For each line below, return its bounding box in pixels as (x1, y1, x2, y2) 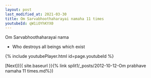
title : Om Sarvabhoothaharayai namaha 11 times (5, 16, 104, 21)
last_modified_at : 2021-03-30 (5, 12, 67, 17)
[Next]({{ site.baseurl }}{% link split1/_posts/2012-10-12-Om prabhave (5, 63, 146, 69)
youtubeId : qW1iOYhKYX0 (5, 21, 54, 26)
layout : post (5, 7, 32, 12)
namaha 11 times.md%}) (5, 68, 54, 74)
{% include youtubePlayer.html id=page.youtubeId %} (5, 53, 114, 59)
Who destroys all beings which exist (12, 44, 85, 50)
